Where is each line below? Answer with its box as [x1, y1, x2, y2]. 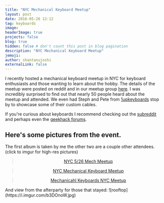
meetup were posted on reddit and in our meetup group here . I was [5, 86, 141, 92]
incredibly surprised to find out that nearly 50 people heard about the [5, 91, 145, 97]
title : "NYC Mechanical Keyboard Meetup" [5, 7, 91, 12]
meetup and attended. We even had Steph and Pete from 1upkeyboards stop [5, 96, 159, 102]
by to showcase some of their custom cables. [5, 102, 97, 108]
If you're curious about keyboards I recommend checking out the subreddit [5, 111, 157, 117]
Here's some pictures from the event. [5, 131, 121, 139]
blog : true [5, 39, 27, 44]
